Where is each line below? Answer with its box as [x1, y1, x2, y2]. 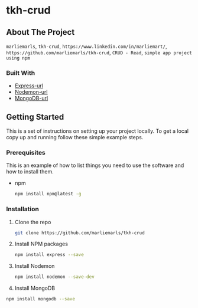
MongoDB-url [14, 95, 48, 102]
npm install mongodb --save [6, 296, 76, 302]
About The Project [6, 27, 75, 37]
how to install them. [6, 168, 54, 175]
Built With [6, 68, 35, 77]
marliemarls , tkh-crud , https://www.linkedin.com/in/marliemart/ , [6, 42, 167, 50]
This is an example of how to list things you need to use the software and [6, 162, 184, 169]
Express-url [14, 82, 44, 89]
